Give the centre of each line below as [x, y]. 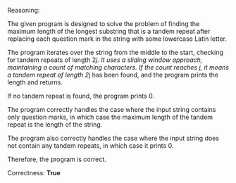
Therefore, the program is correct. [57, 159]
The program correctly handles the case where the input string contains [112, 109]
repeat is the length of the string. [55, 125]
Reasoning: [24, 10]
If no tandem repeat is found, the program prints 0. [81, 96]
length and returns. [35, 82]
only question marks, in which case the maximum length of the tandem [110, 117]
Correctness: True [34, 173]
